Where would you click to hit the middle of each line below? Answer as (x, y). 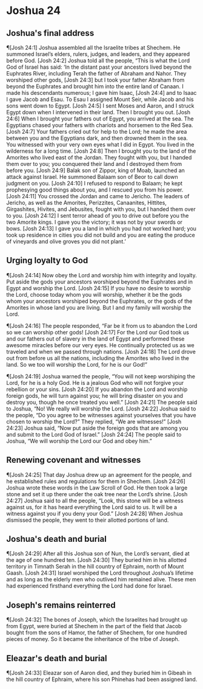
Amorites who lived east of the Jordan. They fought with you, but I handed (99, 158)
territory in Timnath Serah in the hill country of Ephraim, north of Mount (95, 567)
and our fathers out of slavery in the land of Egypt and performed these (95, 339)
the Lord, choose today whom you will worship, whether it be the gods (94, 294)
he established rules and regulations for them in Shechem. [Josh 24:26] (96, 481)
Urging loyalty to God (47, 261)
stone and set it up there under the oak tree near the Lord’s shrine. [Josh (97, 494)
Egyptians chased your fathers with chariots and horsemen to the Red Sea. (100, 125)
